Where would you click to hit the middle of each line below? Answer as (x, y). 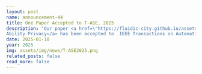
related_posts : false (33, 56)
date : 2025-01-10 (28, 39)
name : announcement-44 (35, 17)
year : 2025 (20, 45)
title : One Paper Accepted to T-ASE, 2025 (60, 23)
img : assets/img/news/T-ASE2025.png (52, 51)
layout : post (23, 12)
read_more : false (28, 61)
